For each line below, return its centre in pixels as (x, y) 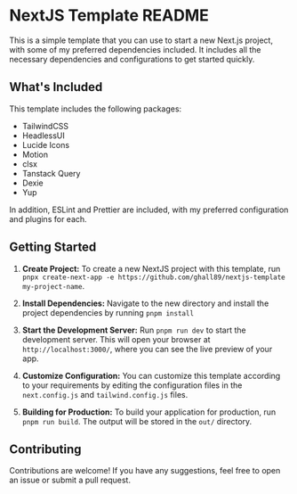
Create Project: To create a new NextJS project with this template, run (151, 268)
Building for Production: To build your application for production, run (149, 412)
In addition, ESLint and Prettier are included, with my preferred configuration (149, 210)
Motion (35, 154)
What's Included (56, 87)
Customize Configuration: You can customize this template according (151, 375)
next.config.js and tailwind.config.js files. (105, 394)
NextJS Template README (109, 16)
